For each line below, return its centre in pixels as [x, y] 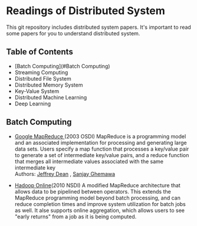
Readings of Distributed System [86, 11]
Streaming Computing [41, 72]
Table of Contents [40, 52]
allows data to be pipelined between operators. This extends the [93, 191]
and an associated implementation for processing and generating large [101, 142]
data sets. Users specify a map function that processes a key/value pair [102, 149]
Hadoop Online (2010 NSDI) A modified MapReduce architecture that [98, 185]
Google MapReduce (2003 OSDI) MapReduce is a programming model [100, 136]
